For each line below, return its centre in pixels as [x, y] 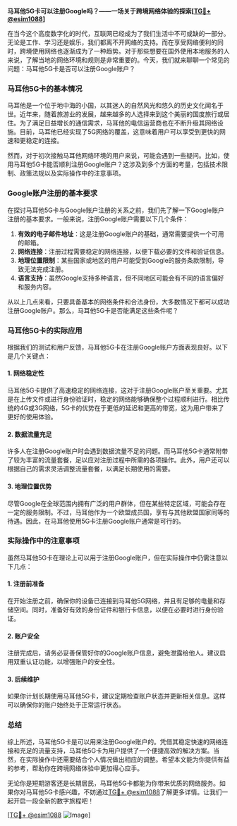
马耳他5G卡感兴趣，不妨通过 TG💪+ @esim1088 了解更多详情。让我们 [124, 791]
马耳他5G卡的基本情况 [45, 89]
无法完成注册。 [45, 269]
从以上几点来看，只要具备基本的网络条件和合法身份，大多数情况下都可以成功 [119, 302]
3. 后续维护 [24, 679]
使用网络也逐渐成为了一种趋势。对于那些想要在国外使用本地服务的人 [130, 51]
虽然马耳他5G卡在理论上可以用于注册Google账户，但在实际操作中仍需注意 [115, 557]
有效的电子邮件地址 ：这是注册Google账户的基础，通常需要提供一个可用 [121, 234]
